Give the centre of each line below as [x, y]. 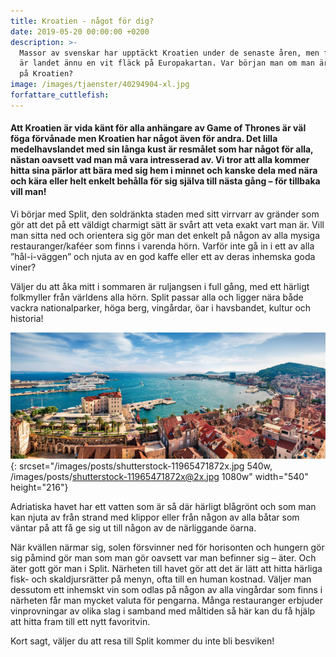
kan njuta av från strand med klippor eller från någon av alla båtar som [155, 517]
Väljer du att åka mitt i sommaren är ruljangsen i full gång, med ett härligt [160, 286]
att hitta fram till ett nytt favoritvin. [80, 621]
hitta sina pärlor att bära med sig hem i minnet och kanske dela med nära [164, 171]
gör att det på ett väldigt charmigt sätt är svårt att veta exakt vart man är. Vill [167, 224]
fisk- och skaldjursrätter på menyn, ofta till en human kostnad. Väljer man [161, 579]
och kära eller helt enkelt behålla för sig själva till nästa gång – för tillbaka [165, 181]
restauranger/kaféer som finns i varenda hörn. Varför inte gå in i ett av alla [162, 246]
